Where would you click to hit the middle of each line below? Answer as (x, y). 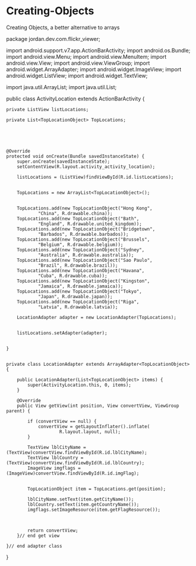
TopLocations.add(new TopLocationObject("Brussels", (83, 239)
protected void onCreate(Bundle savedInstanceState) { (75, 156)
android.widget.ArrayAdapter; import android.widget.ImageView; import (94, 69)
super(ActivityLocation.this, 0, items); (80, 385)
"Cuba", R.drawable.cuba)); (73, 276)
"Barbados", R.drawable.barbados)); (83, 234)
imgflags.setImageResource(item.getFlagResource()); (94, 510)
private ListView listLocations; (48, 109)
